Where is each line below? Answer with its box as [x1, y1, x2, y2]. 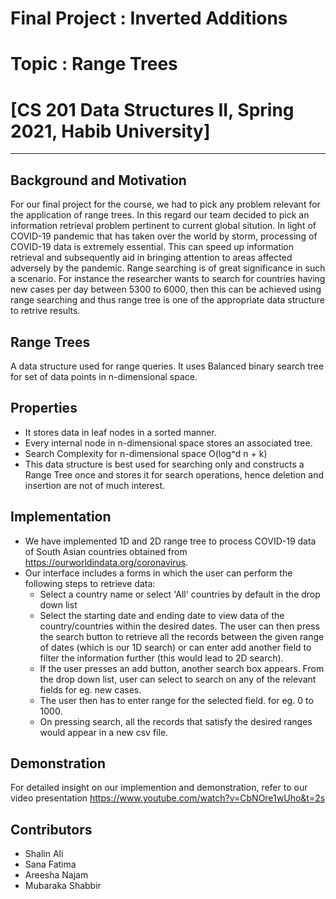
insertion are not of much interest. [24, 479, 165, 491]
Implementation [10, 508, 112, 526]
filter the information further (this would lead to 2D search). [39, 652, 284, 664]
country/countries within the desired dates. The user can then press [39, 620, 320, 632]
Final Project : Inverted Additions [10, 7, 288, 30]
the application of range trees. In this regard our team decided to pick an [10, 209, 310, 221]
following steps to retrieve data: [24, 577, 156, 589]
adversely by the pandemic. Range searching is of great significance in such [10, 262, 326, 274]
